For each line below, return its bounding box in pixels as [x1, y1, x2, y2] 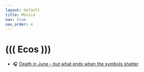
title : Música [5, 12, 36, 17]
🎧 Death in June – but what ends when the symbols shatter [12, 61, 139, 67]
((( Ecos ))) [5, 44, 51, 55]
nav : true [5, 17, 27, 22]
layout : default [5, 7, 40, 13]
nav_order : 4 [5, 21, 33, 27]
